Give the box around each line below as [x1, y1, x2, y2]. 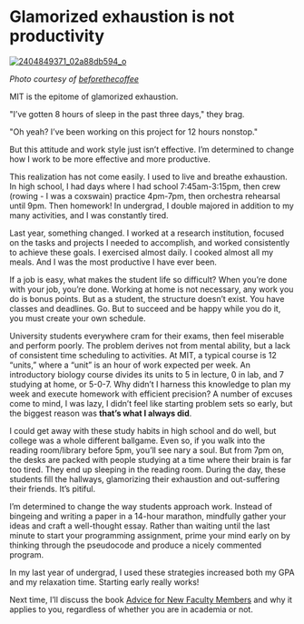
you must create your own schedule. [9, 312, 146, 324]
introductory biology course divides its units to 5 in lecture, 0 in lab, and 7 [9, 368, 284, 379]
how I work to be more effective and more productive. [9, 153, 211, 165]
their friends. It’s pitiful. [9, 483, 96, 494]
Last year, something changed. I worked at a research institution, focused [9, 227, 284, 238]
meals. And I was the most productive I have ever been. [9, 257, 218, 267]
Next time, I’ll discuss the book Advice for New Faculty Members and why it [9, 594, 293, 605]
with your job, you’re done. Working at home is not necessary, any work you [9, 284, 294, 295]
